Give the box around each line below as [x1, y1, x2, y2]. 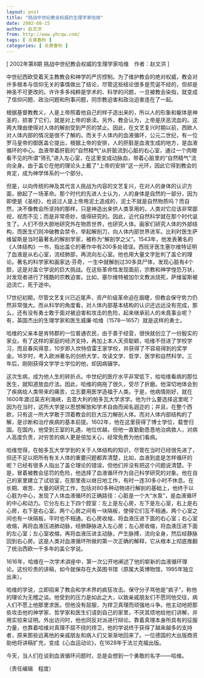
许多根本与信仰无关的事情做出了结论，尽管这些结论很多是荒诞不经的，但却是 [6, 80, 198, 88]
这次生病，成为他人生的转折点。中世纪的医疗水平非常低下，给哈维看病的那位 [6, 373, 198, 380]
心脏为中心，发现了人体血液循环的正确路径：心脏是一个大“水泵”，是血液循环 [6, 492, 197, 499]
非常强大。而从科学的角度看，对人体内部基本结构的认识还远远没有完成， [11, 301, 192, 308]
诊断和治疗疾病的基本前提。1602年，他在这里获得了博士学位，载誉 [22, 418, 189, 425]
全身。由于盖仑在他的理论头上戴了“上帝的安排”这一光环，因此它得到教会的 [11, 161, 197, 169]
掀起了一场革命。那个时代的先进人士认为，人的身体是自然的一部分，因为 [16, 189, 198, 197]
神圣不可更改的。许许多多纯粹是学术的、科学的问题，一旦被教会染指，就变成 [6, 88, 198, 95]
